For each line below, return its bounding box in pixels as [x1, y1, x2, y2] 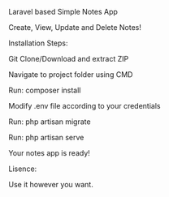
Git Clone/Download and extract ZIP [8, 54, 129, 63]
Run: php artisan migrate [8, 117, 91, 126]
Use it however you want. [8, 180, 93, 189]
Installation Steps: [8, 38, 68, 48]
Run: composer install [8, 85, 81, 95]
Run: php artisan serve [8, 133, 84, 142]
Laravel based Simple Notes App [8, 7, 118, 16]
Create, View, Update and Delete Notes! [8, 23, 142, 32]
